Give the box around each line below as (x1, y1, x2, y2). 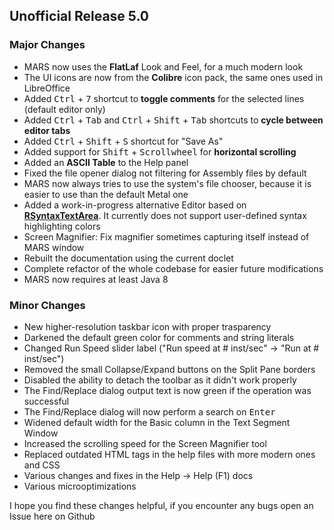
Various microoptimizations (23, 480, 137, 492)
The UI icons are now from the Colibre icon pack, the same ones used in (23, 71, 324, 83)
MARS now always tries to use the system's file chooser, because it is (23, 177, 312, 189)
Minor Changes (9, 298, 86, 312)
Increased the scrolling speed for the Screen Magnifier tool (23, 437, 267, 449)
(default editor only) (23, 103, 106, 115)
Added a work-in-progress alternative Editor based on (23, 199, 247, 211)
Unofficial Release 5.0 (9, 8, 149, 25)
